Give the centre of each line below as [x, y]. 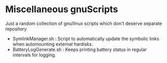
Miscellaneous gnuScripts [62, 9]
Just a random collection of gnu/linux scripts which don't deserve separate [84, 23]
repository [16, 28]
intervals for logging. [34, 55]
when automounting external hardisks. [53, 44]
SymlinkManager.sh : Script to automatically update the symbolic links [86, 39]
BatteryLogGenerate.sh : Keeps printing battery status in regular [80, 49]
